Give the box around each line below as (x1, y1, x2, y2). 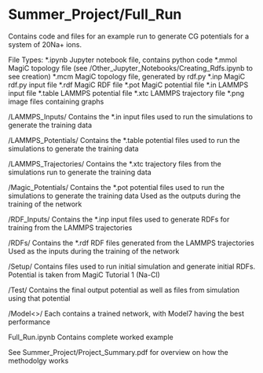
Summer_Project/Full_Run (8, 5, 182, 24)
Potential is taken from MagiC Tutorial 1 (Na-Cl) (8, 269, 161, 280)
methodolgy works (8, 356, 69, 365)
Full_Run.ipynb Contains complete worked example (8, 332, 174, 342)
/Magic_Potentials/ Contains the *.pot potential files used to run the (8, 182, 225, 192)
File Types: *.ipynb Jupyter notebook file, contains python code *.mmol (8, 55, 238, 64)
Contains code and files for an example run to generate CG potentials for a (8, 31, 250, 41)
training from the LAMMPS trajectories (8, 222, 133, 232)
